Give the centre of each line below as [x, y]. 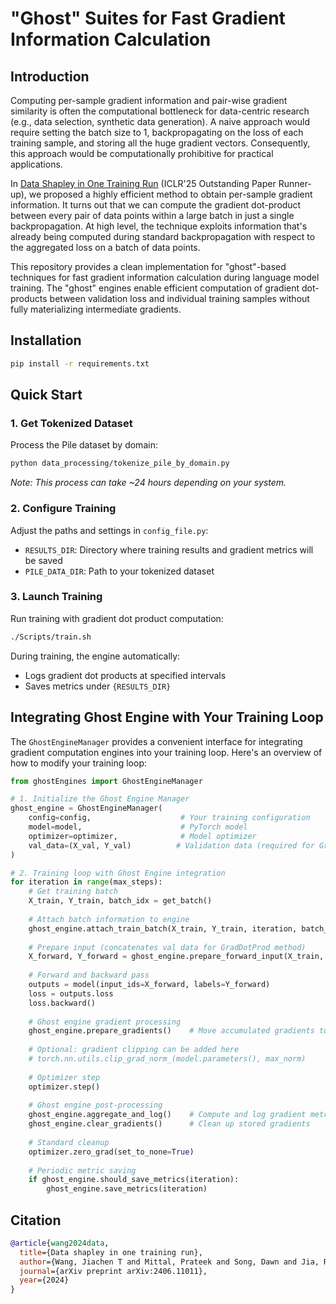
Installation [46, 340]
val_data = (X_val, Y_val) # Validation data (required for [171, 845]
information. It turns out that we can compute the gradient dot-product [156, 205]
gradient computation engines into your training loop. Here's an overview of [166, 752]
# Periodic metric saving [82, 1170]
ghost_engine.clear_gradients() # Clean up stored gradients [169, 1124]
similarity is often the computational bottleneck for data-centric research [160, 111]
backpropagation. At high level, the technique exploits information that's [159, 226]
